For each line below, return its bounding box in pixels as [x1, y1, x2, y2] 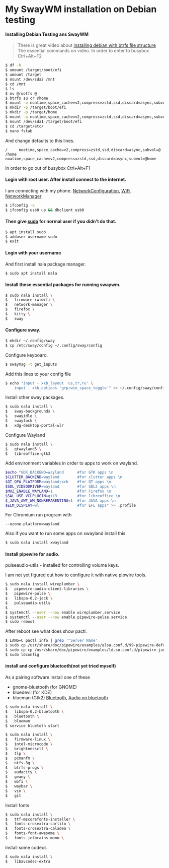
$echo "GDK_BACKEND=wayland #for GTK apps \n [5, 470, 114, 475]
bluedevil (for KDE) [12, 689, 52, 696]
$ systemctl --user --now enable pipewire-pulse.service [5, 615, 127, 620]
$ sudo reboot [5, 619, 35, 624]
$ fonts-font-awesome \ [5, 831, 59, 836]
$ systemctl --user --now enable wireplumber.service [5, 610, 121, 615]
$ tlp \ [5, 751, 26, 756]
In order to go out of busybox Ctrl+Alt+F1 [5, 165, 91, 171]
